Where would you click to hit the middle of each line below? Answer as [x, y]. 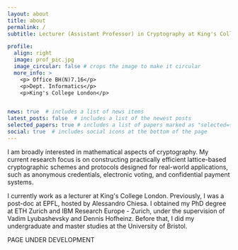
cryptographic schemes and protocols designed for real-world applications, [118, 167]
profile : [20, 47]
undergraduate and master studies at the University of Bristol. [97, 226]
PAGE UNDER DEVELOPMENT [51, 239]
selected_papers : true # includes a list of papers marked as [101, 125]
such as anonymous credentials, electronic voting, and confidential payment [119, 174]
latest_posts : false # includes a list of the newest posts [100, 119]
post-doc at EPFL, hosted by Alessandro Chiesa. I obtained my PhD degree [117, 203]
